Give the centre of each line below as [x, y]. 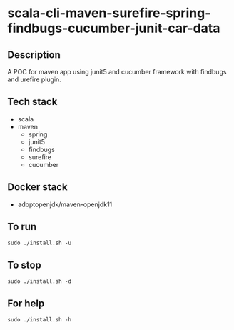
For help [26, 303]
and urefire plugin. [35, 79]
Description [34, 55]
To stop [24, 265]
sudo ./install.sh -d [40, 281]
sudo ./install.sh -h [40, 320]
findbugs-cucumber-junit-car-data [114, 28]
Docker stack [37, 187]
